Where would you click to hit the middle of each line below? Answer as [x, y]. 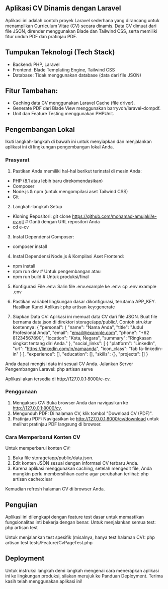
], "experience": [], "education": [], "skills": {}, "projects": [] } [85, 354]
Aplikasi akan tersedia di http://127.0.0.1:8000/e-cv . [58, 379]
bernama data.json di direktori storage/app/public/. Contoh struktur [82, 322]
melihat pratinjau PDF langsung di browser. [57, 424]
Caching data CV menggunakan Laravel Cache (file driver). [74, 103]
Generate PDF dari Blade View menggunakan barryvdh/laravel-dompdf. [87, 108]
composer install [30, 246]
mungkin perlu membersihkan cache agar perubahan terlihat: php [80, 474]
